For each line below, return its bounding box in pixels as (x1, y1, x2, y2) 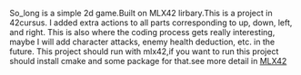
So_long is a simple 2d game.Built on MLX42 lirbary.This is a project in (9, 8, 273, 18)
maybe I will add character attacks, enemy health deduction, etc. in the (9, 36, 276, 47)
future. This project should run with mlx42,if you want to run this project (9, 46, 279, 57)
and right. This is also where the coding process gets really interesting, (9, 27, 276, 37)
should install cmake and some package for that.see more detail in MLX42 (9, 56, 287, 66)
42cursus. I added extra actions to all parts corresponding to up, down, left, (9, 17, 293, 28)
